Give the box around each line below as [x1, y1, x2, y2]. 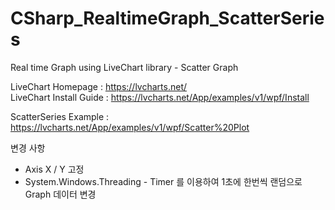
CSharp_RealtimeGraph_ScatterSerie [10, 7, 325, 30]
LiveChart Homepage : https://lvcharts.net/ [10, 80, 188, 92]
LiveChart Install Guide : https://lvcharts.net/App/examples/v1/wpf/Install [10, 91, 310, 103]
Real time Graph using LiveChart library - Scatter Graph [10, 61, 239, 73]
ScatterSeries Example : [10, 110, 110, 122]
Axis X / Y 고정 [24, 163, 85, 175]
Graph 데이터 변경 [24, 188, 97, 200]
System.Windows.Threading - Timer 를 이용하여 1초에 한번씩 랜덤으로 [24, 175, 303, 187]
